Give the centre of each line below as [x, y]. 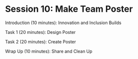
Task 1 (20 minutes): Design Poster [40, 32]
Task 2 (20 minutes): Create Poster [41, 42]
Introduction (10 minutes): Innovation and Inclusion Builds [63, 23]
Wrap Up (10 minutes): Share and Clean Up [49, 51]
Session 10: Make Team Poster [69, 9]
